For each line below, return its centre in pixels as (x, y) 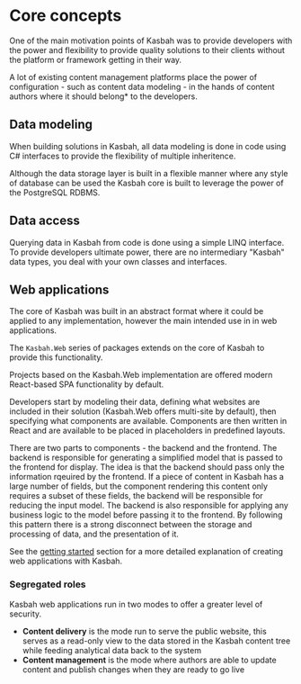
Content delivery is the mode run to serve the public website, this (144, 631)
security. (26, 614)
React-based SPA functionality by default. (87, 384)
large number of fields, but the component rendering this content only (138, 486)
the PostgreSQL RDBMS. (55, 192)
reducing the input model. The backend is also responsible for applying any (149, 506)
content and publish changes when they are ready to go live (133, 669)
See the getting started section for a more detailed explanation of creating (146, 552)
